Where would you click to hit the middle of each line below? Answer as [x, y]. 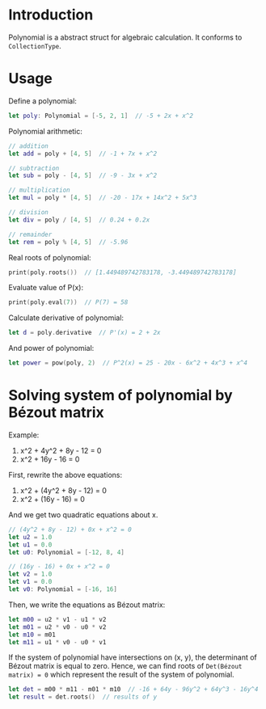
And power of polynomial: [51, 348]
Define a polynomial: [42, 101]
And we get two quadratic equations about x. [83, 514]
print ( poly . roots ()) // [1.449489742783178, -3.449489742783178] [122, 272]
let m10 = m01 [32, 635]
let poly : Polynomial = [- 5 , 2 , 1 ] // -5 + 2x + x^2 [101, 116]
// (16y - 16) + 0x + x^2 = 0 [59, 567]
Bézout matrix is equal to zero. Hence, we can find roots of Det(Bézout [125, 666]
